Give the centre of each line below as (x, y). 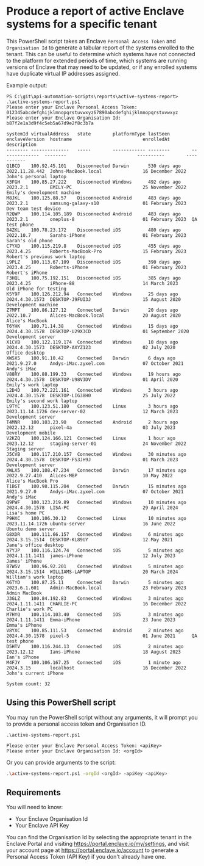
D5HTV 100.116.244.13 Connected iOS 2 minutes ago (95, 646)
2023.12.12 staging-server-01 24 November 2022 (97, 444)
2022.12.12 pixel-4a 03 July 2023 (91, 428)
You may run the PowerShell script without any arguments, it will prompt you (102, 717)
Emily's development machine (43, 193)
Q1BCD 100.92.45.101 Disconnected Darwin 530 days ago (94, 166)
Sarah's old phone (30, 240)
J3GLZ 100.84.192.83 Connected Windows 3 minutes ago (95, 598)
